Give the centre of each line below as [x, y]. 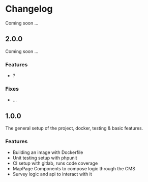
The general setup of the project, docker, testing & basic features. [74, 128]
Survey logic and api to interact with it [52, 174]
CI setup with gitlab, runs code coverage [55, 163]
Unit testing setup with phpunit [45, 158]
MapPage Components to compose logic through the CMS [74, 169]
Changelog [29, 9]
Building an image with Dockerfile [48, 152]
